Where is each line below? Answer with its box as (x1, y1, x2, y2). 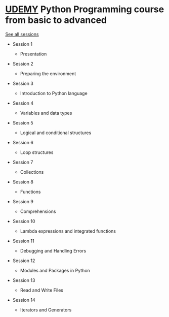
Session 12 (12, 258, 35, 264)
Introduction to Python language (20, 90, 88, 96)
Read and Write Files (20, 287, 63, 293)
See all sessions (5, 31, 39, 37)
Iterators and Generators (20, 306, 72, 313)
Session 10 (12, 218, 35, 224)
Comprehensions (20, 208, 56, 214)
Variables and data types (20, 110, 72, 116)
